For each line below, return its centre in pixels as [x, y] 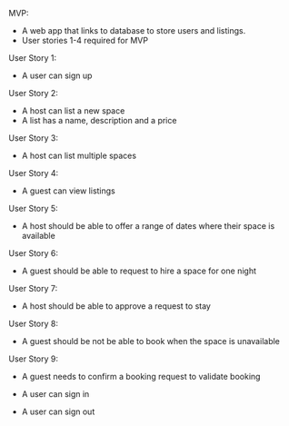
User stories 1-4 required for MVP [85, 40]
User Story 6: [34, 253]
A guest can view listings [68, 191]
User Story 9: [34, 359]
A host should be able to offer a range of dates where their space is [148, 226]
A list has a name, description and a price [99, 120]
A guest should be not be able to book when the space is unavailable [151, 341]
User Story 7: [33, 288]
